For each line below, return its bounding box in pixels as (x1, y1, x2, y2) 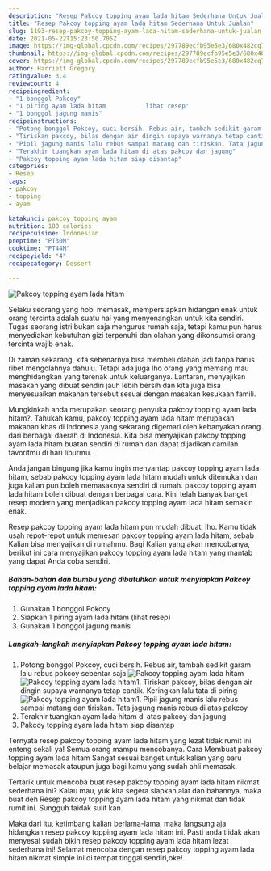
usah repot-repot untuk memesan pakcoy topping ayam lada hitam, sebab (8, 531, 254, 540)
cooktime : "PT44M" (8, 244, 70, 253)
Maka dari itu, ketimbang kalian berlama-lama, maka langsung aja (8, 818, 227, 828)
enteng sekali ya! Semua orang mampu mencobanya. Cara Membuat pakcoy (8, 744, 263, 754)
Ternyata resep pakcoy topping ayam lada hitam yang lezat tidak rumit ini (8, 735, 252, 745)
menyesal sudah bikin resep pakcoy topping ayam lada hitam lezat (8, 835, 229, 845)
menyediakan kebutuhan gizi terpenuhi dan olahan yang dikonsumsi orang (8, 330, 256, 340)
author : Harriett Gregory (8, 65, 95, 73)
